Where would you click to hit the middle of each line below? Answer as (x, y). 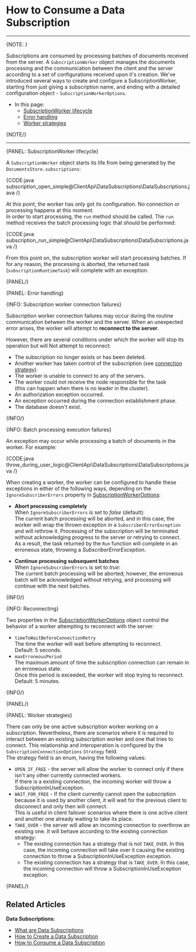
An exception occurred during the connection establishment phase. (95, 400)
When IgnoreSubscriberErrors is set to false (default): (79, 512)
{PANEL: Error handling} (35, 293)
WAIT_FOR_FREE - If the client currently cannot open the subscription (95, 794)
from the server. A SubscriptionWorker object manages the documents (91, 62)
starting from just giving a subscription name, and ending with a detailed (93, 87)
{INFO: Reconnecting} (33, 608)
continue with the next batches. (52, 586)
